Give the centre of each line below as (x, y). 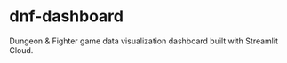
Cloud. (21, 50)
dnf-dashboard (67, 16)
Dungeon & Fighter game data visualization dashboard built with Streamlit (143, 41)
